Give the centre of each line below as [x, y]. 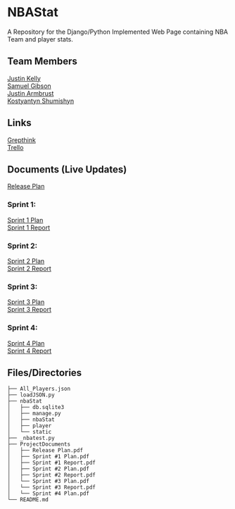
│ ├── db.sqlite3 [36, 408]
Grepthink [22, 140]
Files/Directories [45, 373]
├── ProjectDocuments [39, 444]
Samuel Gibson [29, 86]
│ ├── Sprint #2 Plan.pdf [49, 469]
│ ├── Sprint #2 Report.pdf [52, 475]
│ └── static [30, 432]
